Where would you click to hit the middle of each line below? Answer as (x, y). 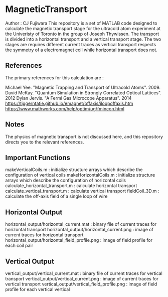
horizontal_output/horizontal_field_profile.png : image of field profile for (79, 240)
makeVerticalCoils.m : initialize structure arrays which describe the (74, 170)
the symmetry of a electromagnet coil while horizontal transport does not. (81, 50)
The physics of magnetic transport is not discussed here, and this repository (84, 136)
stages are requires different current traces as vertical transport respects (81, 44)
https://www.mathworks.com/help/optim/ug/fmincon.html (65, 108)
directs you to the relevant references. (45, 142)
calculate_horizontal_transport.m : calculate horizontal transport (71, 186)
